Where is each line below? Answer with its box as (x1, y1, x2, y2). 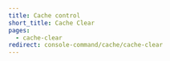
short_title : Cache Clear (8, 19, 95, 27)
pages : (8, 26, 30, 34)
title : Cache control (8, 11, 81, 20)
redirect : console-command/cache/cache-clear (8, 41, 163, 49)
